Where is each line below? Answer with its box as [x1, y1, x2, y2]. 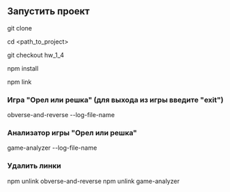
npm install [7, 64, 39, 72]
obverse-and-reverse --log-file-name [7, 111, 115, 119]
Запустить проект [7, 6, 90, 17]
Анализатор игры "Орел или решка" [7, 128, 138, 138]
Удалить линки [7, 161, 61, 171]
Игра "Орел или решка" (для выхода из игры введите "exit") [7, 95, 224, 105]
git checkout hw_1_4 [7, 51, 65, 59]
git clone [7, 24, 33, 32]
